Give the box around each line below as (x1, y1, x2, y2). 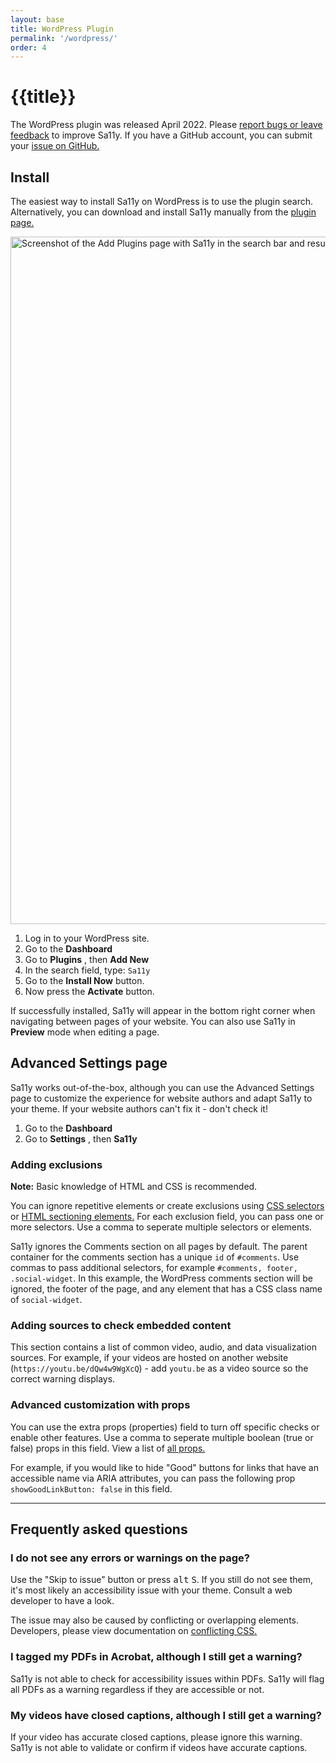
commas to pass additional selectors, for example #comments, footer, (10, 1262, 298, 1274)
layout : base (10, 14, 65, 25)
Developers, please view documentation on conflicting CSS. (10, 1625, 258, 1637)
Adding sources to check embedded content (10, 1319, 232, 1333)
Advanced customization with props (10, 1398, 191, 1412)
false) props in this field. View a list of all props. (10, 1442, 206, 1454)
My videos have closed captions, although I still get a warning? (10, 1708, 323, 1722)
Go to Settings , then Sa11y (24, 1132, 138, 1145)
